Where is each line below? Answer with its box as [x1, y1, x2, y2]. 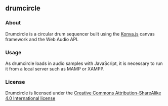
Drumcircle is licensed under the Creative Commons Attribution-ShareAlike [5, 90, 161, 96]
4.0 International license [5, 95, 56, 101]
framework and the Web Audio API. [5, 36, 79, 42]
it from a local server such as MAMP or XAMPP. [5, 65, 105, 72]
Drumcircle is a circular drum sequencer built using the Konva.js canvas [5, 30, 155, 37]
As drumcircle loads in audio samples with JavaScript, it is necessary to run [5, 60, 163, 66]
